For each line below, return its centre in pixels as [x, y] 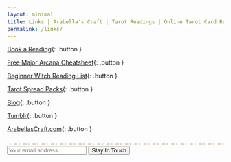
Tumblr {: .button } [32, 116]
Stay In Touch [109, 151]
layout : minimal [30, 14]
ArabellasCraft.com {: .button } [50, 129]
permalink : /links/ [35, 29]
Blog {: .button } [29, 102]
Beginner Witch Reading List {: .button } [63, 76]
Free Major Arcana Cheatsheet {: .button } [66, 62]
